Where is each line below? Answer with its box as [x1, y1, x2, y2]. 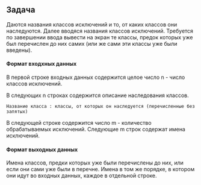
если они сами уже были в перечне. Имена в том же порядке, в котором [6, 166, 195, 173]
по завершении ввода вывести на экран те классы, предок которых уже [6, 33, 193, 41]
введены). [6, 46, 32, 54]
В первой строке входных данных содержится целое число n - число [6, 74, 185, 81]
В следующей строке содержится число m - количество [6, 119, 152, 127]
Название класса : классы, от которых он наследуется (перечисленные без [6, 104, 196, 110]
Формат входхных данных [6, 60, 77, 67]
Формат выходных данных [6, 146, 78, 153]
